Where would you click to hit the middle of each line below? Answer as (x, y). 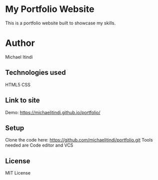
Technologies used (35, 73)
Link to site (22, 100)
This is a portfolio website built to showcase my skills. (60, 23)
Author (20, 43)
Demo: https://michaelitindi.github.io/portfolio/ (53, 112)
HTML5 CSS (18, 85)
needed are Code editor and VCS (39, 145)
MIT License (18, 173)
